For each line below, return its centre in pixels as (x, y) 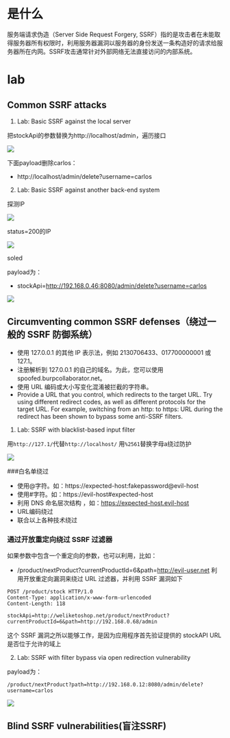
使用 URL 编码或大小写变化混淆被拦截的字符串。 (85, 386)
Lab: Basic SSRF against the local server (74, 121)
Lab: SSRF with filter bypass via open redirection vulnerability (104, 658)
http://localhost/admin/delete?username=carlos (85, 176)
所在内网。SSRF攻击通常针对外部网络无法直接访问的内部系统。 (107, 51)
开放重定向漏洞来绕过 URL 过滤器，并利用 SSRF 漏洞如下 (103, 579)
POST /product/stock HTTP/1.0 (50, 592)
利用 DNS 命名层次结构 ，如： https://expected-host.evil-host (103, 503)
